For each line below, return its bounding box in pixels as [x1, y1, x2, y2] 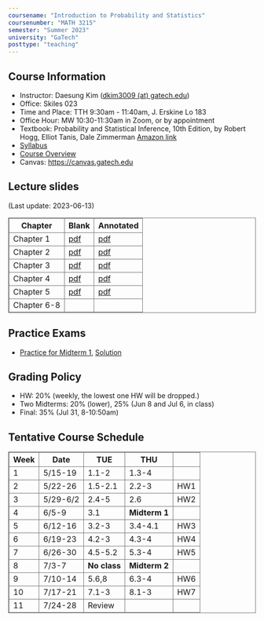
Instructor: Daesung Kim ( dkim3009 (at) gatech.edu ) [19, 90, 190, 100]
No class [87, 561, 122, 572]
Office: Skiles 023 [19, 99, 78, 108]
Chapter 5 [13, 286, 51, 297]
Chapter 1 [13, 233, 51, 244]
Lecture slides [8, 180, 79, 193]
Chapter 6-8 [13, 299, 60, 310]
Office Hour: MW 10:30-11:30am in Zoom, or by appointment [19, 115, 215, 125]
